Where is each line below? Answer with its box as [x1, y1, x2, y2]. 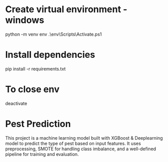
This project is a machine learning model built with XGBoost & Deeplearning [5, 135, 163, 141]
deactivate [5, 100, 27, 106]
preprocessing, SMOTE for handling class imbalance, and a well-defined [5, 146, 156, 152]
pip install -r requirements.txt [5, 66, 66, 72]
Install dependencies [5, 49, 95, 60]
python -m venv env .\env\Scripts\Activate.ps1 [5, 31, 102, 37]
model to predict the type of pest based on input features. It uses [5, 140, 141, 146]
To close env [5, 84, 60, 95]
